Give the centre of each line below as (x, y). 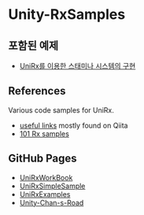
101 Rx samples (44, 133)
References (37, 91)
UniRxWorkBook (46, 177)
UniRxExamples (45, 194)
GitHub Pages (42, 159)
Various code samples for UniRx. (61, 110)
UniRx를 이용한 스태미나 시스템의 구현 (78, 66)
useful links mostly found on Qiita (74, 125)
